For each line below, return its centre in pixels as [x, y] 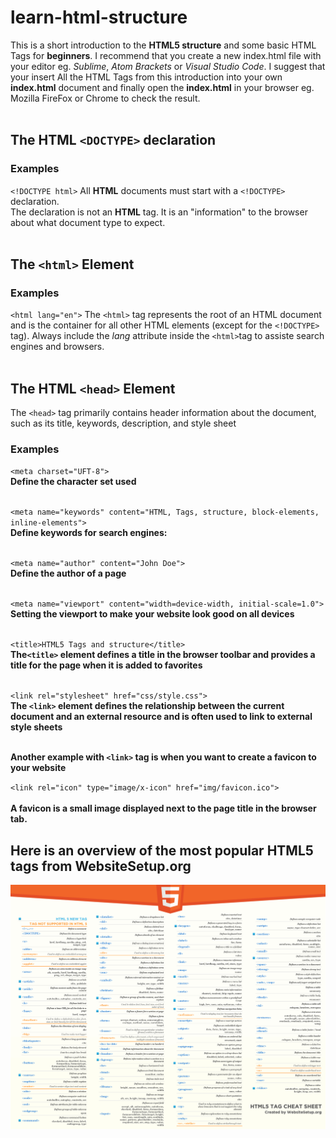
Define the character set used [73, 482]
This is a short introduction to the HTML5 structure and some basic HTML [163, 45]
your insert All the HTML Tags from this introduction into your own [146, 77]
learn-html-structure [99, 17]
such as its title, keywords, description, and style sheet [123, 423]
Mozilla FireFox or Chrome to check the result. [105, 98]
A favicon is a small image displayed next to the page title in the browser [163, 808]
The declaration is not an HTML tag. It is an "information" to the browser [159, 212]
